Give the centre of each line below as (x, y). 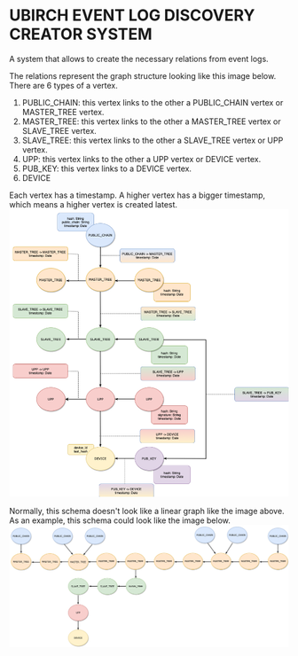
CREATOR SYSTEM (81, 34)
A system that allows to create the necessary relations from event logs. (139, 59)
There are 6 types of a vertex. (63, 85)
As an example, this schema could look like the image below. (120, 520)
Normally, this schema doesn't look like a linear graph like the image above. (147, 512)
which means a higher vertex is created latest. (94, 204)
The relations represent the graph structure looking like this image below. (143, 75)
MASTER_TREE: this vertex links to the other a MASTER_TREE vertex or (151, 121)
